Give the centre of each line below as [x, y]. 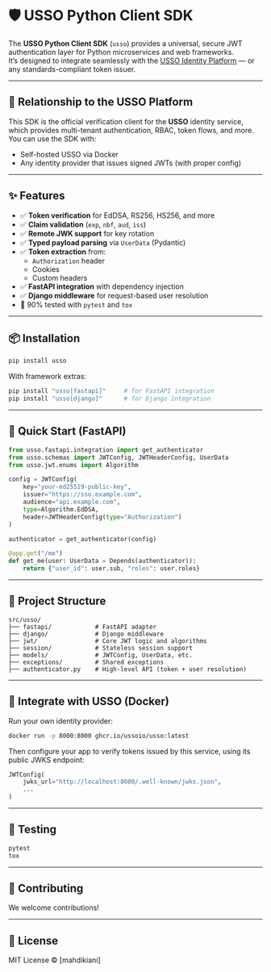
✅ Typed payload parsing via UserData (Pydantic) [103, 242]
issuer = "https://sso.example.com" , [83, 494]
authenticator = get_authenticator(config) [83, 539]
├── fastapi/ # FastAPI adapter [83, 627]
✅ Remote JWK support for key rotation [87, 233]
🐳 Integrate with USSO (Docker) [89, 701]
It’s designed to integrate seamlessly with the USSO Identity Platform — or [132, 60]
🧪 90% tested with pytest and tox [76, 304]
